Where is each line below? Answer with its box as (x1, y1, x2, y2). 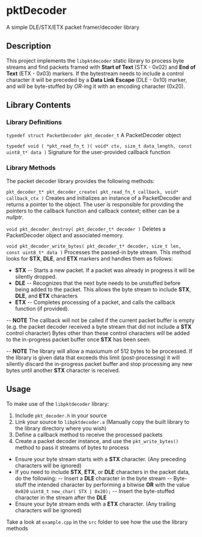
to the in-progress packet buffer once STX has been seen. (6, 335, 151, 343)
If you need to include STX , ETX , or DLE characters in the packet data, (14, 468, 191, 476)
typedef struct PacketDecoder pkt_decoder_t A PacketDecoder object (6, 132, 182, 139)
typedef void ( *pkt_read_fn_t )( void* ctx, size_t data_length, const (6, 143, 192, 149)
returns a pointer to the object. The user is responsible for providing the (6, 200, 184, 208)
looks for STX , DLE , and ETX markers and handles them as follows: (6, 255, 173, 262)
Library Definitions (6, 118, 62, 126)
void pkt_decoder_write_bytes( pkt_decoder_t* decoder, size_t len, (6, 243, 182, 249)
